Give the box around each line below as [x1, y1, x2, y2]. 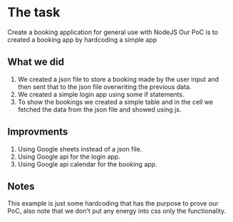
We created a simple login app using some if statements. [17, 90, 185, 98]
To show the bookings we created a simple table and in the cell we [17, 97, 214, 106]
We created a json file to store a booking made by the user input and [17, 75, 219, 83]
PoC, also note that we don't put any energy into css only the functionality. [7, 207, 227, 216]
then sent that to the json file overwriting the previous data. [17, 83, 192, 91]
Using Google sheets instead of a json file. [17, 144, 143, 153]
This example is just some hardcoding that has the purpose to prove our [7, 199, 219, 208]
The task [7, 4, 61, 21]
